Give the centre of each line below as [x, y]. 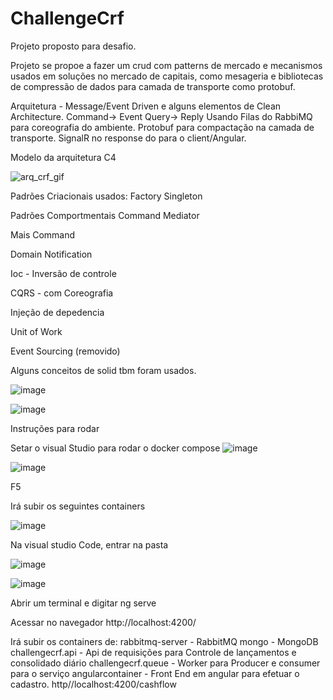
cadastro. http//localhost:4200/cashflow [93, 684]
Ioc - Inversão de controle [63, 273]
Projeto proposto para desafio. [73, 46]
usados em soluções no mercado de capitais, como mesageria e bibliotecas [167, 76]
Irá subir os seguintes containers [78, 506]
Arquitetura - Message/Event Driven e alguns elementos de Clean [146, 106]
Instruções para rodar [55, 428]
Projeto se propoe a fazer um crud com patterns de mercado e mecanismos [166, 65]
